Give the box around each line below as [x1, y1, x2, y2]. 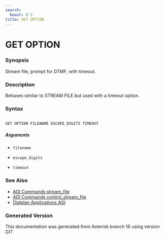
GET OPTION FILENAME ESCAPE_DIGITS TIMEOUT [5, 121, 99, 126]
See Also [5, 177, 28, 184]
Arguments [5, 132, 30, 138]
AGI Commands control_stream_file [12, 194, 86, 200]
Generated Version [5, 212, 53, 219]
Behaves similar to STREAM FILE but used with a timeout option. [5, 92, 140, 99]
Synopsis [5, 57, 29, 64]
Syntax [5, 105, 23, 112]
